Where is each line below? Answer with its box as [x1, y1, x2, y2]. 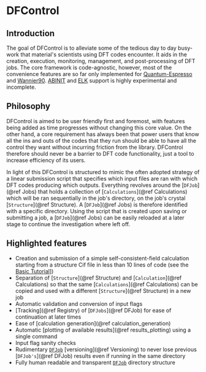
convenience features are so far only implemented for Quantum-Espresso [6, 70, 193, 77]
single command [15, 332, 58, 340]
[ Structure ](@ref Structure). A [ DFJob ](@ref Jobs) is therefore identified [6, 200, 188, 208]
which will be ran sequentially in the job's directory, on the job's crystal [6, 194, 186, 202]
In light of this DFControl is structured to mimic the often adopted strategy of [6, 168, 200, 175]
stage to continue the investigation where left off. [6, 220, 131, 227]
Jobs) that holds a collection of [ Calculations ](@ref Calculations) [21, 188, 188, 195]
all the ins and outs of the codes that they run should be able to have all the [6, 137, 196, 144]
